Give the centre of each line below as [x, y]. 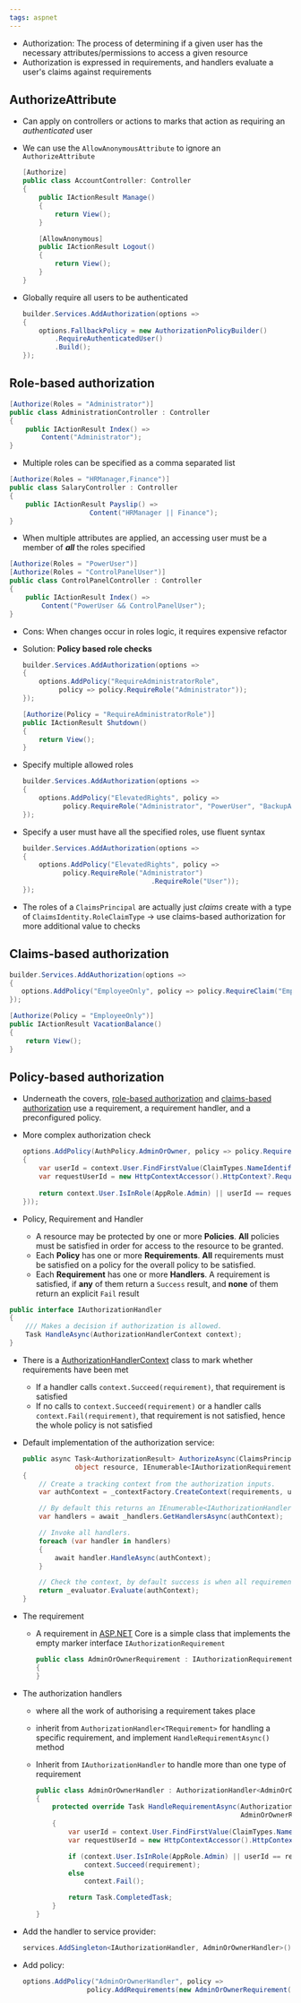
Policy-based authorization [87, 1077]
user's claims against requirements [87, 72]
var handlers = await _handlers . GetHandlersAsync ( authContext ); [161, 1517]
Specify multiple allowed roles [78, 765]
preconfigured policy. [62, 1118]
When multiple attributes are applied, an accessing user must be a [144, 538]
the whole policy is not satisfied [94, 1425]
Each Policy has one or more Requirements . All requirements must [159, 1255]
